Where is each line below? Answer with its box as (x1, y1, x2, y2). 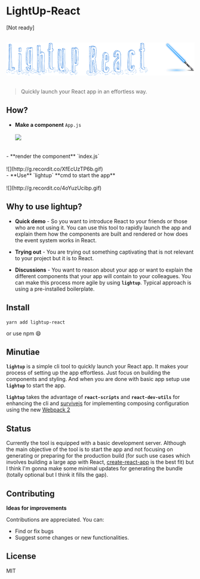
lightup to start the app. (6, 382, 66, 389)
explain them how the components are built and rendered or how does (14, 230, 188, 237)
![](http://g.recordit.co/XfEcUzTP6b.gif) (6, 165, 103, 172)
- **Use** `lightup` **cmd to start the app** (6, 172, 115, 179)
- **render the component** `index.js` (6, 153, 100, 160)
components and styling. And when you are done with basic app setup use (6, 376, 190, 383)
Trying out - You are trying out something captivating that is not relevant (14, 248, 194, 255)
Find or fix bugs (14, 528, 54, 535)
